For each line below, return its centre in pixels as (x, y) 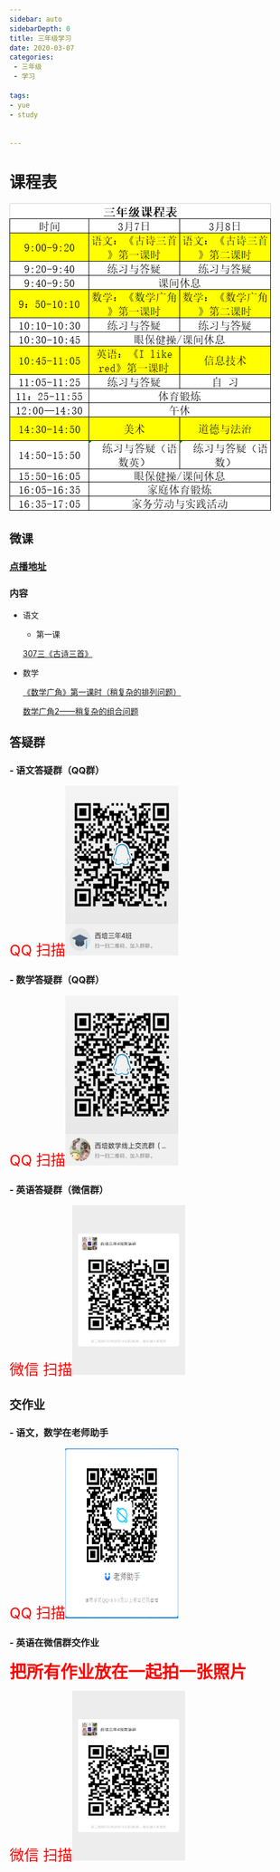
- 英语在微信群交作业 (54, 1642)
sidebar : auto (36, 19)
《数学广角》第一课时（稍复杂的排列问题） (102, 692)
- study (24, 115)
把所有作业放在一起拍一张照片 (128, 1671)
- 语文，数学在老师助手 (59, 1433)
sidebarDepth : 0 (40, 29)
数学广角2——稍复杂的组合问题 (80, 711)
